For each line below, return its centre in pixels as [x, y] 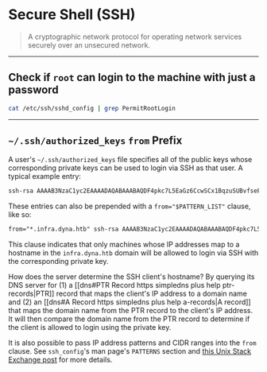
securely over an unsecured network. [89, 45]
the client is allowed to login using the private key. [90, 327]
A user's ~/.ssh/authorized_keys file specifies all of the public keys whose [130, 160]
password [33, 90]
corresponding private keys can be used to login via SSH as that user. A [126, 168]
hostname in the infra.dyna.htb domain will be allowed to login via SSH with [133, 253]
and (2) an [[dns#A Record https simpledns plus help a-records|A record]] [130, 302]
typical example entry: [45, 176]
